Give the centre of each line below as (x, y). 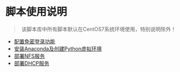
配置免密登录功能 (34, 41)
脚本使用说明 (37, 12)
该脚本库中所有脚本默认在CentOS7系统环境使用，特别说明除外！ (99, 29)
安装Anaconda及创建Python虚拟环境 (58, 48)
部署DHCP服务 (32, 63)
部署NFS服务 (29, 56)
